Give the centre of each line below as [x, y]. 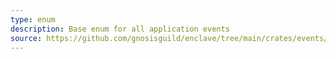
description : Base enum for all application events [120, 29]
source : [26, 38]
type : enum [33, 19]
